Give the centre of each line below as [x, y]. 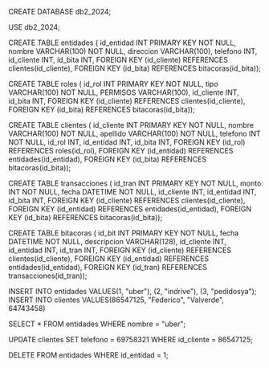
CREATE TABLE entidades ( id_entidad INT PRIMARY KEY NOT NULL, [122, 43]
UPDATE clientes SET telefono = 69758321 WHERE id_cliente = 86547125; [130, 339]
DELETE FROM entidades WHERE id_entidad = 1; [88, 355]
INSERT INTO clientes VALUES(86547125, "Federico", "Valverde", [116, 300]
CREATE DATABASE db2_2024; [60, 12]
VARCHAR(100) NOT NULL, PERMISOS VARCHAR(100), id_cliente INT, [124, 92]
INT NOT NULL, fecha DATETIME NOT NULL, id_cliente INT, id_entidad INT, [132, 192]
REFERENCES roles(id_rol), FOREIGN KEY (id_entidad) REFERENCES [121, 151]
